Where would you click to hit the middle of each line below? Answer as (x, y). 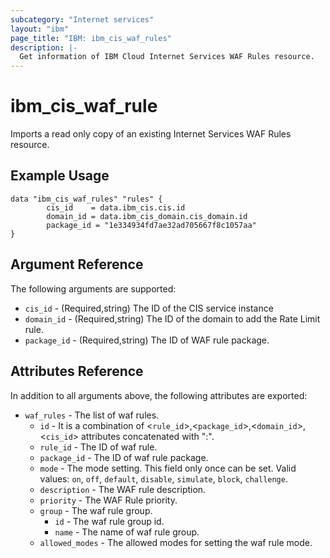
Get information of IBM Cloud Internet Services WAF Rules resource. (167, 57)
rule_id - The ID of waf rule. (98, 447)
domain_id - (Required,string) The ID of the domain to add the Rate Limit (172, 318)
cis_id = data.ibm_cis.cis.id (116, 207)
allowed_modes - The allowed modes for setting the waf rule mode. (176, 542)
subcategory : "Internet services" (82, 19)
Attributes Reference (77, 371)
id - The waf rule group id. (109, 521)
